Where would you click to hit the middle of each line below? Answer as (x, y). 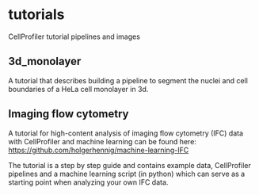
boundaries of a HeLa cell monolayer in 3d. (78, 89)
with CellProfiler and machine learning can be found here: (102, 141)
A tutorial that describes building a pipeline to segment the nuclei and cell (128, 80)
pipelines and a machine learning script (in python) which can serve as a (127, 174)
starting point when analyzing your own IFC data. (88, 182)
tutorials (36, 15)
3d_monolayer (45, 61)
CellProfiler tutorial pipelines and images (74, 36)
